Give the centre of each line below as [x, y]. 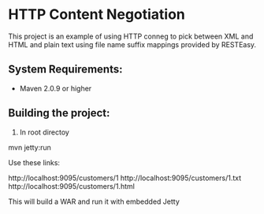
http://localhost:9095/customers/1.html [72, 186]
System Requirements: [65, 70]
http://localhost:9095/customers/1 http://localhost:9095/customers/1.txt [125, 178]
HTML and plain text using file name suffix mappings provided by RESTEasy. [132, 44]
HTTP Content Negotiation [97, 15]
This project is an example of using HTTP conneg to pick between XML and [131, 36]
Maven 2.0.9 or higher [56, 88]
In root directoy [44, 132]
